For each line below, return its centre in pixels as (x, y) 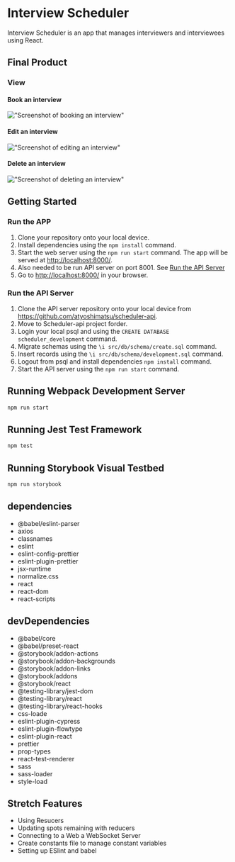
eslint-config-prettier (48, 554)
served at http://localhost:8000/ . (65, 259)
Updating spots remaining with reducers (76, 828)
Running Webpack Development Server (96, 391)
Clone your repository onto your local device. (84, 237)
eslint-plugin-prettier (48, 561)
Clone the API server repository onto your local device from (104, 308)
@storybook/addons (47, 676)
